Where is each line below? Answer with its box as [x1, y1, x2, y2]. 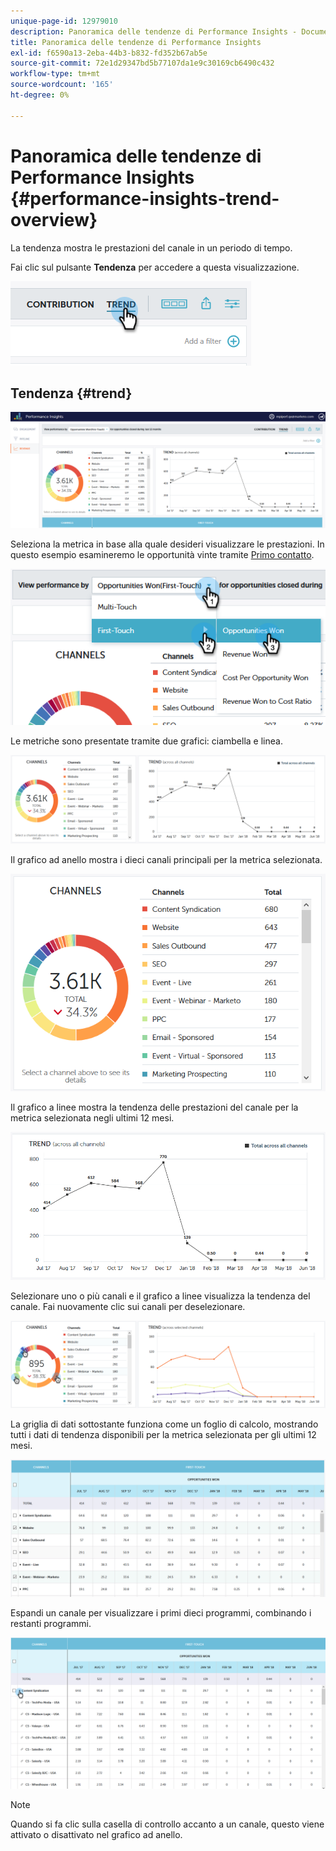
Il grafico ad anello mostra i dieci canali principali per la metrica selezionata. [10, 853, 323, 865]
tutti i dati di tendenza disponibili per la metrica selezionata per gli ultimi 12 [10, 1428, 317, 1440]
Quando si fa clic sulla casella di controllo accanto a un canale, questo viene [10, 1818, 325, 1830]
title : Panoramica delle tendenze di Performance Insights [10, 37, 262, 47]
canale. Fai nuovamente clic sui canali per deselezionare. [10, 1301, 246, 1313]
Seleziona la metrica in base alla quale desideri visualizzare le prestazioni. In [10, 538, 325, 550]
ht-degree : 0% [10, 90, 70, 100]
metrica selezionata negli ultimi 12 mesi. [10, 1111, 175, 1124]
